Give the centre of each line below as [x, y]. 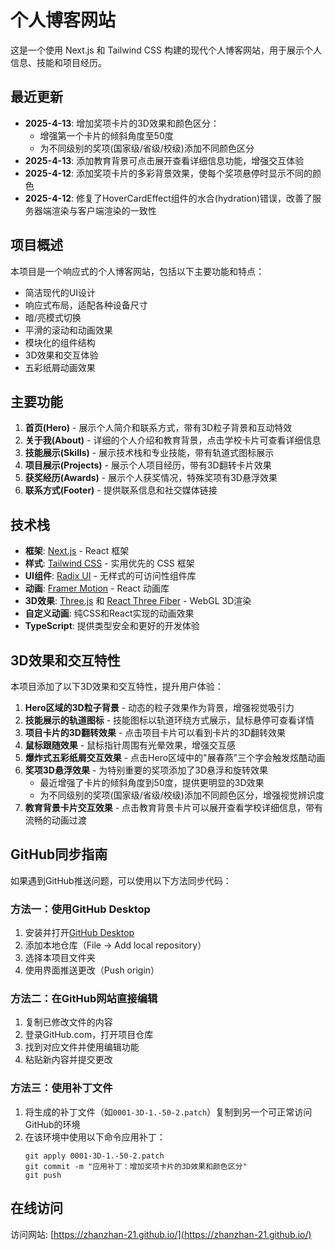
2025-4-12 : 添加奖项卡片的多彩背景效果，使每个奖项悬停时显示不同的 [168, 173]
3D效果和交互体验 [61, 355]
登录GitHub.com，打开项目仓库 [89, 1035]
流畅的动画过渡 [55, 820]
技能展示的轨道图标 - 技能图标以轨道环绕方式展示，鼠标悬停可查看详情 [169, 720]
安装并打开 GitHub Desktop [79, 933]
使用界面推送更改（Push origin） [92, 970]
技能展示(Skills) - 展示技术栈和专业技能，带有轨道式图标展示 [149, 453]
